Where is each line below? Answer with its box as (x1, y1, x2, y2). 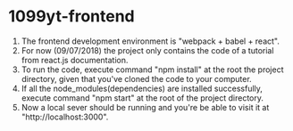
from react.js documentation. (21, 54, 129, 65)
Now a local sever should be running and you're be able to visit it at (21, 102, 270, 112)
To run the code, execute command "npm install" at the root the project (21, 64, 284, 75)
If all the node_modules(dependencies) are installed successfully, (21, 83, 263, 94)
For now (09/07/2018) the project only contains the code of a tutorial (21, 45, 274, 55)
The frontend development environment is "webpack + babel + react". (21, 36, 280, 46)
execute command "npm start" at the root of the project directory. (21, 92, 264, 103)
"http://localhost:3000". (21, 111, 109, 122)
